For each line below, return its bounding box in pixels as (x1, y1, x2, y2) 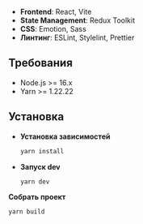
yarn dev (19, 178, 50, 186)
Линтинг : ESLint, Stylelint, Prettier (19, 32, 135, 42)
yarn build (8, 208, 45, 216)
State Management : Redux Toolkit (19, 15, 136, 25)
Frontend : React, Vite (19, 7, 92, 16)
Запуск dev (19, 162, 61, 171)
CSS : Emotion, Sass (19, 24, 86, 33)
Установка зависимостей (19, 131, 111, 141)
